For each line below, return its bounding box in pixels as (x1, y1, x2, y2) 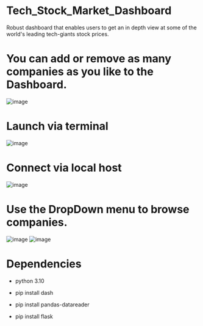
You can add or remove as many (6, 52, 172, 66)
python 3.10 (15, 277, 45, 284)
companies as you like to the (6, 65, 154, 79)
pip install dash (15, 289, 54, 296)
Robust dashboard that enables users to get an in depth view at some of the (6, 24, 197, 31)
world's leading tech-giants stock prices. (6, 30, 109, 37)
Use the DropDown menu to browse (6, 202, 190, 216)
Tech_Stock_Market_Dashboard (6, 4, 172, 18)
